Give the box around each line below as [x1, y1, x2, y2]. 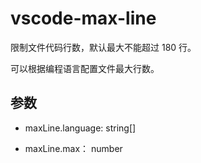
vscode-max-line [10, 7, 157, 30]
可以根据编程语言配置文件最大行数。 [10, 62, 160, 74]
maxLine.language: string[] [24, 122, 137, 134]
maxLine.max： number [24, 142, 123, 154]
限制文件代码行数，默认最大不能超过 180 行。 [10, 41, 197, 53]
